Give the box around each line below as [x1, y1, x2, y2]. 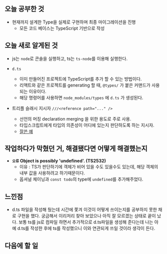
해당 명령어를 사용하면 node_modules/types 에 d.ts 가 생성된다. [19, 94, 143, 100]
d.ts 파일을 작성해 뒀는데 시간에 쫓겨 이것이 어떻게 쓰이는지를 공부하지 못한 [11, 206, 157, 212]
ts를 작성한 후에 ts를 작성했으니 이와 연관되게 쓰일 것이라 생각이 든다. [21, 225, 155, 231]
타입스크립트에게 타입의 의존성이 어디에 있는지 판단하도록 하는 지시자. [19, 122, 154, 128]
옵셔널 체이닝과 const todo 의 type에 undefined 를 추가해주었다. [19, 176, 143, 182]
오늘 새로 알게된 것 [4, 41, 58, 50]
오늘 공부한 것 [4, 4, 44, 13]
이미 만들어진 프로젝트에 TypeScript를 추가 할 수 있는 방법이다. [19, 75, 142, 81]
